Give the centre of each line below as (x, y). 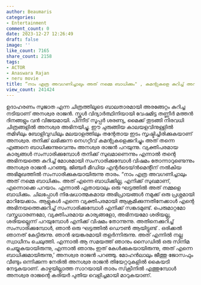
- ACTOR (16, 67)
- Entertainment (26, 23)
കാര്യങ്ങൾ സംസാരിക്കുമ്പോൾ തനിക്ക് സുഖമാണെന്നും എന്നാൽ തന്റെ (91, 154)
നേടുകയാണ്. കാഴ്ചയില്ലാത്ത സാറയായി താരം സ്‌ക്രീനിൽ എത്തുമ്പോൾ (91, 268)
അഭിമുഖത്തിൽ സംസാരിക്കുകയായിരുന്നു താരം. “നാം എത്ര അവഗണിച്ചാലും (97, 174)
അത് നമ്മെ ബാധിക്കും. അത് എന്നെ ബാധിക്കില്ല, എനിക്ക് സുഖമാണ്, (89, 181)
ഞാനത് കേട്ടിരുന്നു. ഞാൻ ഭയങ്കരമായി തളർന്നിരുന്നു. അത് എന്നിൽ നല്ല (95, 235)
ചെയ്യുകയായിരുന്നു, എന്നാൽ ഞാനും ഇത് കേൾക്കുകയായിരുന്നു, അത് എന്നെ (100, 248)
